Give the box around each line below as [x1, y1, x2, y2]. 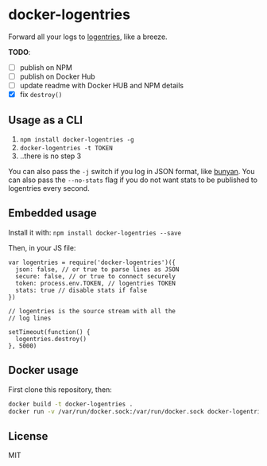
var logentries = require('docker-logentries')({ [8, 258, 176, 266]
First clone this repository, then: [8, 384, 113, 394]
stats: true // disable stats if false [15, 286, 148, 294]
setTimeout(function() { [8, 328, 91, 336]
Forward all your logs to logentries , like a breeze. [8, 32, 168, 41]
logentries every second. [8, 184, 90, 192]
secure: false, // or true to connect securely [15, 272, 176, 280]
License [8, 429, 48, 443]
